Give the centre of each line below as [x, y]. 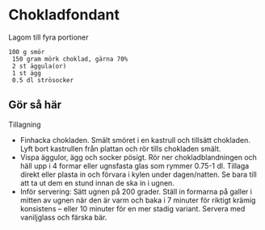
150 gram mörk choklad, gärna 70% [70, 59]
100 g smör [27, 52]
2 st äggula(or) [39, 66]
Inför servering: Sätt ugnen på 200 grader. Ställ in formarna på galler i [136, 191]
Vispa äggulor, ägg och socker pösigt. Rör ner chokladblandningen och [138, 157]
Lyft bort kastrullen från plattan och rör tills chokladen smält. [120, 148]
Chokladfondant [64, 15]
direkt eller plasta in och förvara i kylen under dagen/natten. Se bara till [138, 174]
